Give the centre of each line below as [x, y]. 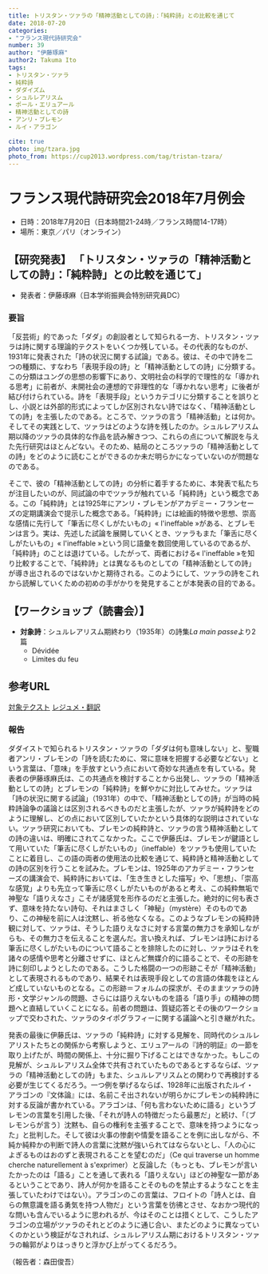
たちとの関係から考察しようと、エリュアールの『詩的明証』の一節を [147, 1045]
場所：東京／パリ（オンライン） [72, 232]
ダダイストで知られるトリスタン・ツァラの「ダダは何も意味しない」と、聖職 [134, 748]
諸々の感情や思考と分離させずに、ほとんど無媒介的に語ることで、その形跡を [134, 958]
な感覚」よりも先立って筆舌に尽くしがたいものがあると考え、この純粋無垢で [134, 888]
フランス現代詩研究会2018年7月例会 [127, 198]
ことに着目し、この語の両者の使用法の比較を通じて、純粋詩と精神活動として [134, 859]
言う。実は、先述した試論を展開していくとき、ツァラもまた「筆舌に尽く [140, 534]
